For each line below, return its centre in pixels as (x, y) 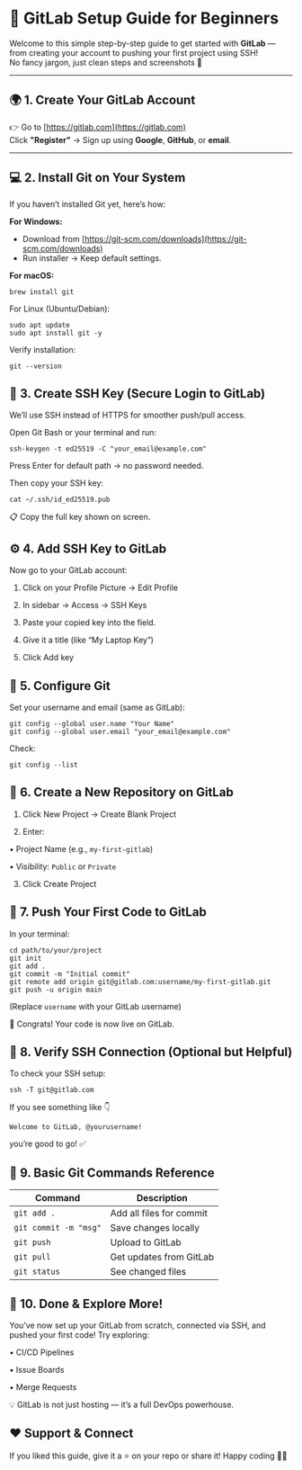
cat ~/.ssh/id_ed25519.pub (60, 500)
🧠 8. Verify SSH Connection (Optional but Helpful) (151, 1052)
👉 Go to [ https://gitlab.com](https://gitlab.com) (98, 127)
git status (37, 1272)
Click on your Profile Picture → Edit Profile (100, 587)
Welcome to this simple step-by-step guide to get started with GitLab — (142, 43)
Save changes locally (155, 1228)
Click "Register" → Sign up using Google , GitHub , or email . (120, 139)
